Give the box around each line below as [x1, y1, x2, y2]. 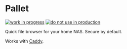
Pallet [5, 3, 29, 14]
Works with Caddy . [5, 38, 44, 44]
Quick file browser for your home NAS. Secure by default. [5, 28, 123, 34]
